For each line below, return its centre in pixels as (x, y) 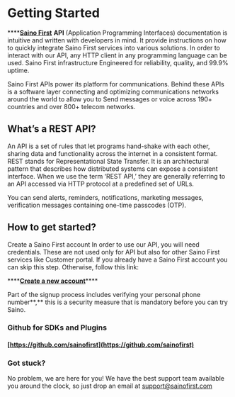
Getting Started (54, 13)
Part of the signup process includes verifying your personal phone (104, 294)
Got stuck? (27, 363)
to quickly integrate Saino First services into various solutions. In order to (114, 47)
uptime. (18, 70)
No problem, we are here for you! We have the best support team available (116, 379)
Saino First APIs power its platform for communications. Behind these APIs (116, 84)
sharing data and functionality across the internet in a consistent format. (113, 153)
